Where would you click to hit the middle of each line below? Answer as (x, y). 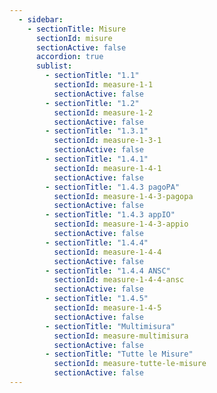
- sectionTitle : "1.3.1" (97, 131)
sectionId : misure (74, 38)
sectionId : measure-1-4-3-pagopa (123, 196)
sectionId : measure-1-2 (103, 112)
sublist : (54, 66)
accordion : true (69, 57)
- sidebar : (41, 19)
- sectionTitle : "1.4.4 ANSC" (108, 271)
